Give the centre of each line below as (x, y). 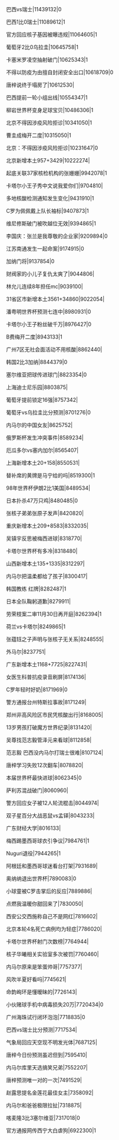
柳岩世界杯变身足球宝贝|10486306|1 (50, 110)
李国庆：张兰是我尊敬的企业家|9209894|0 (57, 236)
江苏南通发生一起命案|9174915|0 (45, 249)
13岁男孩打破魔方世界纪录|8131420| (49, 727)
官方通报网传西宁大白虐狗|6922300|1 (51, 1131)
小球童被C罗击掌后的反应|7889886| (49, 891)
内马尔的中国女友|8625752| (39, 425)
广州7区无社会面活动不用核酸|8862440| (54, 349)
